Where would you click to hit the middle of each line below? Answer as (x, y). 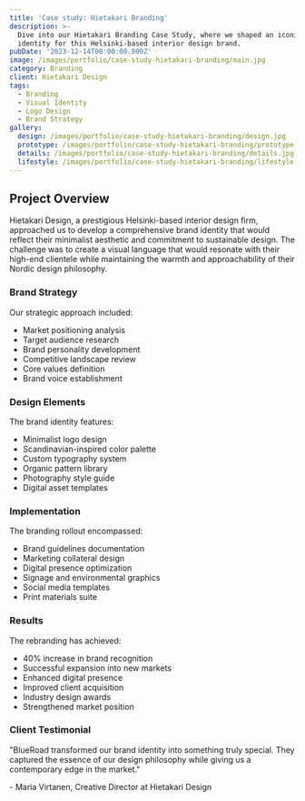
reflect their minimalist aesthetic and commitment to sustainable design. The (152, 240)
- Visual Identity (53, 102)
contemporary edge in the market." (75, 769)
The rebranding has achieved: (65, 640)
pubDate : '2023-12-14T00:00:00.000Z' (81, 52)
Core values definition (64, 369)
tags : (20, 86)
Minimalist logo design (64, 439)
